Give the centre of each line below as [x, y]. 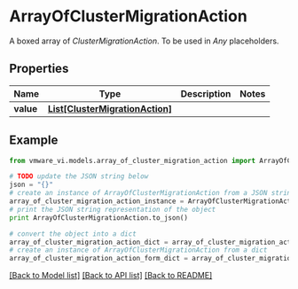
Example [34, 141]
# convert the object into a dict [73, 234]
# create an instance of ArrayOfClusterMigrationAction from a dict [138, 250]
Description [206, 93]
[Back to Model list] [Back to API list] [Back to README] [111, 276]
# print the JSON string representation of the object [113, 209]
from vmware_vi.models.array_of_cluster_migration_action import [132, 160]
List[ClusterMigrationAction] [110, 108]
